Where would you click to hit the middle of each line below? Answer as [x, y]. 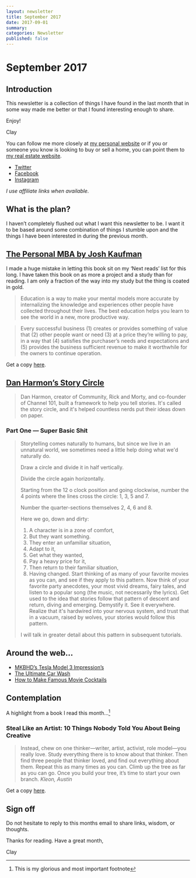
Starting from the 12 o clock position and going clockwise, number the [104, 490]
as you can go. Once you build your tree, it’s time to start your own [100, 773]
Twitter [23, 167]
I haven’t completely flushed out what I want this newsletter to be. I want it [95, 223]
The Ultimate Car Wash [42, 673]
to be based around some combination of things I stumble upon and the [92, 229]
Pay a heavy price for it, [57, 561]
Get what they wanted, [56, 555]
